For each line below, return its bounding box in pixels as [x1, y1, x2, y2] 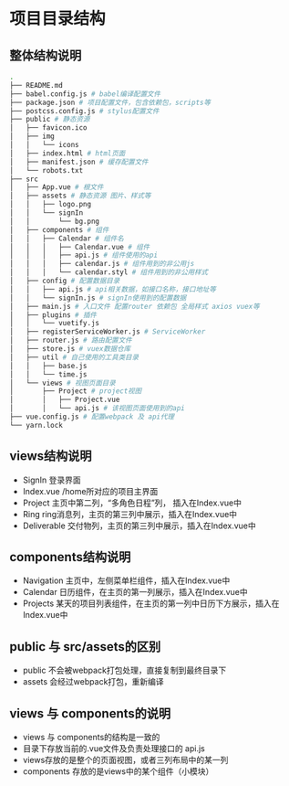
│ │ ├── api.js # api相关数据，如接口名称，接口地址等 [9, 284, 217, 293]
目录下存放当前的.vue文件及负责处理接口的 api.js [22, 743, 205, 754]
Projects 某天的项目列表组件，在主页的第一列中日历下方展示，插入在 [22, 598, 280, 609]
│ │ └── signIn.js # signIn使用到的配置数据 [9, 293, 187, 303]
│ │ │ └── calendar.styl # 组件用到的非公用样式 [9, 268, 209, 277]
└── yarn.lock [9, 420, 64, 430]
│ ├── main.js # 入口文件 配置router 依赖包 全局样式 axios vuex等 [9, 302, 260, 311]
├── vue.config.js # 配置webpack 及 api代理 [9, 412, 175, 421]
